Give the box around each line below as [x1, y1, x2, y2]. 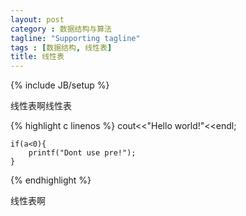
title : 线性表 [10, 52, 65, 62]
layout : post [10, 14, 65, 25]
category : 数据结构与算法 [10, 24, 113, 34]
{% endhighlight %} [10, 174, 92, 186]
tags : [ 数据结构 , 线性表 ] [10, 42, 113, 53]
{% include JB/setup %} [10, 79, 110, 91]
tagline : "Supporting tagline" [10, 33, 141, 43]
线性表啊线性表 [10, 100, 72, 112]
